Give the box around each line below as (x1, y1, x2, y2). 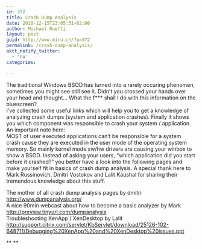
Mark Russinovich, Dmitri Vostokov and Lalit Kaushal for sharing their (6, 171, 178, 178)
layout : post (6, 31, 39, 37)
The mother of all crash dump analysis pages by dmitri (6, 189, 142, 197)
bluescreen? (6, 101, 37, 108)
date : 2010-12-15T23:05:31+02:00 (6, 20, 90, 26)
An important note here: (6, 126, 66, 133)
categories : (6, 59, 36, 65)
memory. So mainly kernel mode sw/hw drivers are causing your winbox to (6, 145, 192, 153)
